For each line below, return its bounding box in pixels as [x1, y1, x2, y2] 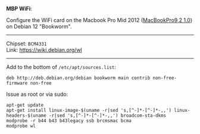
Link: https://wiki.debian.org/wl [6, 46, 82, 53]
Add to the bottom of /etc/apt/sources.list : [6, 64, 116, 70]
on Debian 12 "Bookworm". [6, 23, 72, 30]
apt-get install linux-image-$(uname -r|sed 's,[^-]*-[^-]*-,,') [6, 107, 171, 113]
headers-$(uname [6, 113, 46, 119]
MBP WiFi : [6, 5, 33, 12]
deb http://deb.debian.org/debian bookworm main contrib [6, 75, 151, 81]
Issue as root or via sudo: [6, 91, 68, 98]
